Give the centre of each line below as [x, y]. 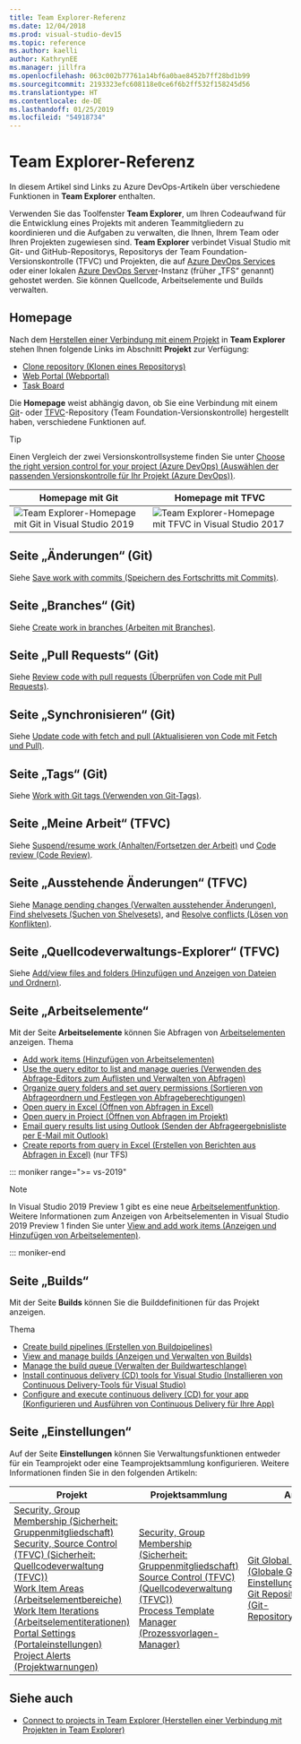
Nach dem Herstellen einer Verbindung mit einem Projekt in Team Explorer [147, 339]
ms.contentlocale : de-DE [56, 101]
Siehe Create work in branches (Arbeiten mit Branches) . [112, 627]
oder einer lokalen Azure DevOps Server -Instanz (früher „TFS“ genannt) [142, 271]
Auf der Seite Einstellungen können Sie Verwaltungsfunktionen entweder [145, 1454]
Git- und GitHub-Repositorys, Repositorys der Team [105, 252]
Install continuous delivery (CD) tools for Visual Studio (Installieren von [153, 1375]
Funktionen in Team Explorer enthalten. [82, 196]
